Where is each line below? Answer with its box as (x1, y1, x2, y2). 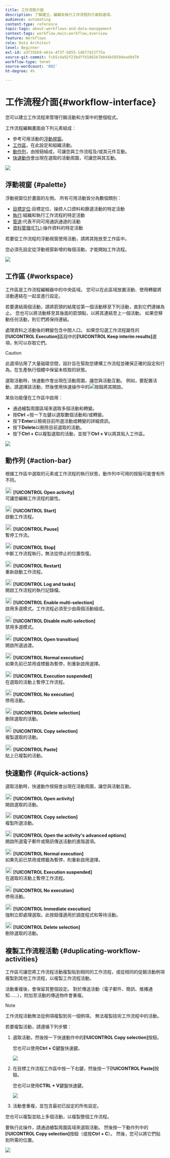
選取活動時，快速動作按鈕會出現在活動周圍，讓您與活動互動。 (5, 783, 134, 790)
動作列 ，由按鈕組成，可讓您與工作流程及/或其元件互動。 (12, 148, 130, 155)
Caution (5, 350, 22, 356)
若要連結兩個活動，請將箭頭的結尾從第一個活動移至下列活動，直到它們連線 (5, 304, 160, 310)
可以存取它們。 (18, 340, 50, 346)
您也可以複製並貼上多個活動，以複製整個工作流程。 (5, 1113, 112, 1119)
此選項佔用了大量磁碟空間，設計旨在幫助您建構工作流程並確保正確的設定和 (5, 360, 160, 366)
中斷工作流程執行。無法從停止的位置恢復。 (5, 550, 94, 556)
